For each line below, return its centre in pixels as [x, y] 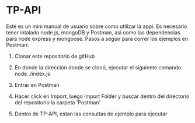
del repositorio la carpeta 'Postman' [58, 102]
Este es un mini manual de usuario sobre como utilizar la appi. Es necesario [97, 26]
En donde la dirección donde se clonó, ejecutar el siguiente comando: [98, 67]
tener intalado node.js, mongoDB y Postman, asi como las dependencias [93, 32]
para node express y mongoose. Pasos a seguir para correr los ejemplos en [97, 38]
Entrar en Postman [37, 85]
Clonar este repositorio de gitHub [55, 56]
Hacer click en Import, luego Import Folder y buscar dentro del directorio [102, 96]
